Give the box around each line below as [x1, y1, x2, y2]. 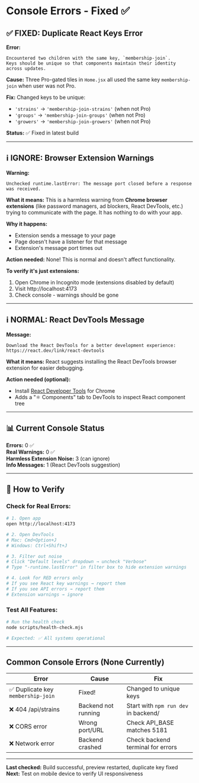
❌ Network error [9, 739, 55, 747]
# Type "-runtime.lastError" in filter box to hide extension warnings [6, 564, 187, 570]
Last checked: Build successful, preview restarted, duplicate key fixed [6, 764, 178, 771]
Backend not [78, 702, 114, 710]
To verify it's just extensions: [6, 267, 79, 274]
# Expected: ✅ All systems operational [6, 635, 105, 641]
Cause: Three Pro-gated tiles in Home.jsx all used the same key [6, 76, 161, 83]
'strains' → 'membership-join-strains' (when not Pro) [14, 105, 151, 112]
